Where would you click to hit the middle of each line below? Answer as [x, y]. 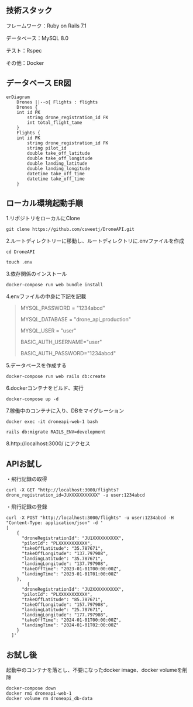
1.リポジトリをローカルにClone [43, 219]
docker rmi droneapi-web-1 [39, 694]
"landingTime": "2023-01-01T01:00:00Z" [70, 574]
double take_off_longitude [60, 158]
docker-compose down [31, 688]
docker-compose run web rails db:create [56, 377]
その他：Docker [25, 63]
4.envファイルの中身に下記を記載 [46, 296]
